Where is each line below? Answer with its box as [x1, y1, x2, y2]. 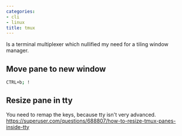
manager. [6, 47, 29, 54]
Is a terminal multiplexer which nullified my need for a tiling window [6, 41, 168, 48]
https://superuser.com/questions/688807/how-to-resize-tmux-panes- [6, 117, 176, 124]
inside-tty [6, 123, 29, 130]
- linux [6, 19, 25, 25]
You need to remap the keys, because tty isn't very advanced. [6, 111, 156, 118]
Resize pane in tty [6, 96, 73, 106]
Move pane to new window [6, 64, 106, 74]
